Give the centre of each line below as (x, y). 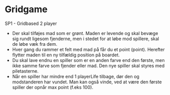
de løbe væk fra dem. (35, 44)
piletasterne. (25, 71)
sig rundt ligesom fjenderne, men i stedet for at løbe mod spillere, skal (86, 39)
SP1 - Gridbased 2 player (31, 23)
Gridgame (26, 9)
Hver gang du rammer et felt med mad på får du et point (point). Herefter (88, 49)
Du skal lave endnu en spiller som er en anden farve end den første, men (88, 60)
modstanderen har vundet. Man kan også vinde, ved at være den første (87, 82)
